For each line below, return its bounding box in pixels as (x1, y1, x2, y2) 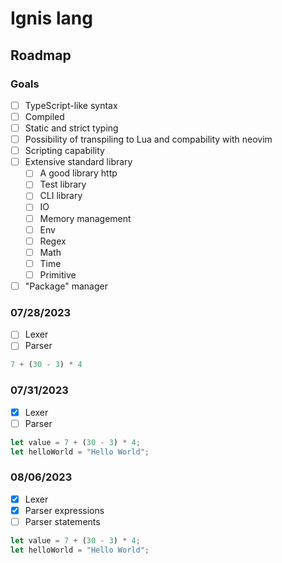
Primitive (39, 268, 77, 281)
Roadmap (10, 47, 72, 64)
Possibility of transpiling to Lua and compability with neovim (24, 133, 273, 146)
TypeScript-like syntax (24, 99, 118, 111)
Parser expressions (24, 504, 105, 516)
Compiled (24, 110, 65, 122)
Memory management (39, 212, 132, 224)
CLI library (39, 190, 83, 202)
